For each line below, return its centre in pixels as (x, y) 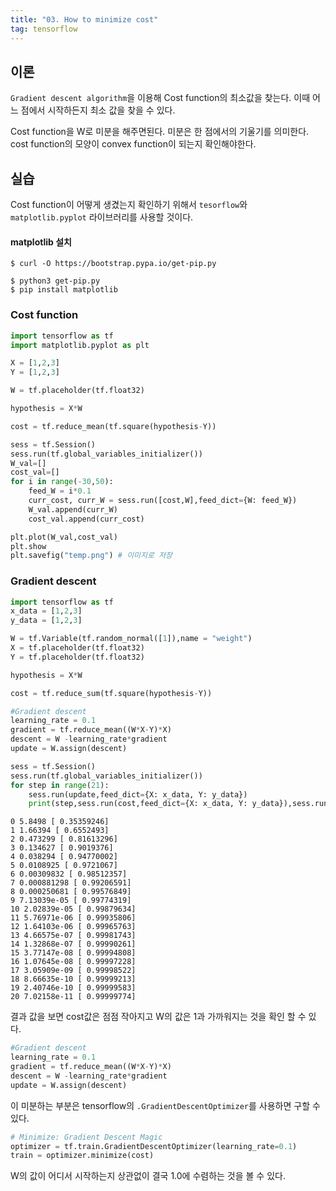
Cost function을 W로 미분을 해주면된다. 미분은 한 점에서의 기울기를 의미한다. (160, 132)
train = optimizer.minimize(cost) (82, 1156)
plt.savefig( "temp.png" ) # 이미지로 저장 (91, 556)
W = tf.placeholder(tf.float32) (77, 391)
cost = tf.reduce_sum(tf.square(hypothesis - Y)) (111, 693)
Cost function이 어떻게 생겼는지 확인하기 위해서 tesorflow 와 (129, 205)
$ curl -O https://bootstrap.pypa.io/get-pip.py (113, 264)
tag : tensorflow (44, 29)
